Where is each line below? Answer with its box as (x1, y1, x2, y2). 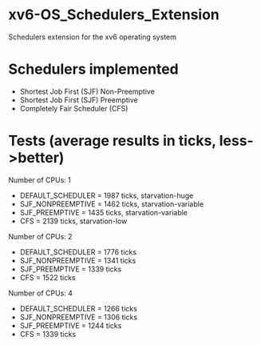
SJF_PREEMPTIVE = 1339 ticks (19, 264, 122, 274)
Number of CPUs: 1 (8, 175, 72, 185)
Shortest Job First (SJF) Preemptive (19, 94, 138, 105)
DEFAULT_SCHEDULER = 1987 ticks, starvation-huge (19, 191, 194, 200)
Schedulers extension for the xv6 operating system (8, 32, 177, 42)
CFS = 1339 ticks (19, 329, 77, 339)
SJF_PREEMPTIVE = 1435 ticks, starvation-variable (19, 207, 188, 217)
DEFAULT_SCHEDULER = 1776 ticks (19, 247, 137, 257)
